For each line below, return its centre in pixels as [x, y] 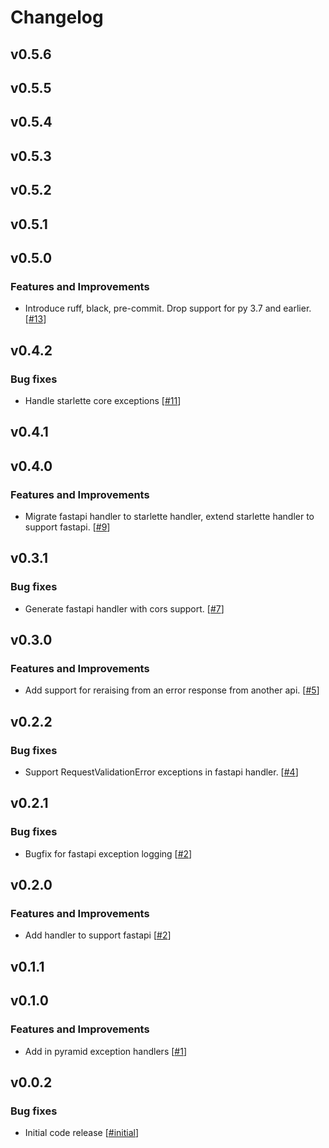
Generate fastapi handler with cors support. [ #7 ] [124, 608]
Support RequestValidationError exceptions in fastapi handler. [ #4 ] [161, 772]
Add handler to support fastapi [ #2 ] [98, 935]
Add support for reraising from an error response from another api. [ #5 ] [172, 690]
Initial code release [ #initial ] [82, 1133]
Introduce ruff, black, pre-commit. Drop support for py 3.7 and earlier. [168, 308]
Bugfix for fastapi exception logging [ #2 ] [108, 853]
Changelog [57, 17]
